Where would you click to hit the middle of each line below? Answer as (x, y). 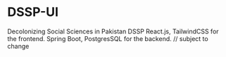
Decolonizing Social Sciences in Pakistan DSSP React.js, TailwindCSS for (113, 31)
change (18, 46)
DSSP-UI (33, 12)
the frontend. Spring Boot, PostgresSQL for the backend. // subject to (108, 38)
